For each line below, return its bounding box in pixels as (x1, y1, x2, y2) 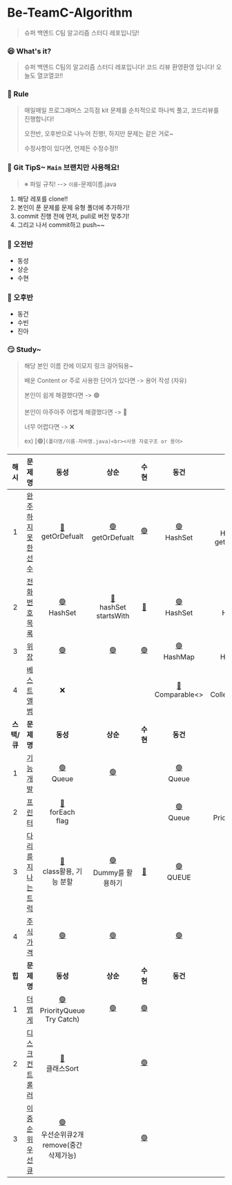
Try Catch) (45, 1015, 80, 1025)
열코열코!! (37, 71, 64, 80)
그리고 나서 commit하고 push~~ (17, 220, 105, 229)
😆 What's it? (7, 46, 52, 56)
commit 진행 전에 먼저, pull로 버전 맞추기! (17, 212, 130, 220)
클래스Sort (46, 1063, 79, 1073)
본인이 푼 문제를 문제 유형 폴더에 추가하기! (17, 203, 130, 212)
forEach (49, 807, 76, 817)
